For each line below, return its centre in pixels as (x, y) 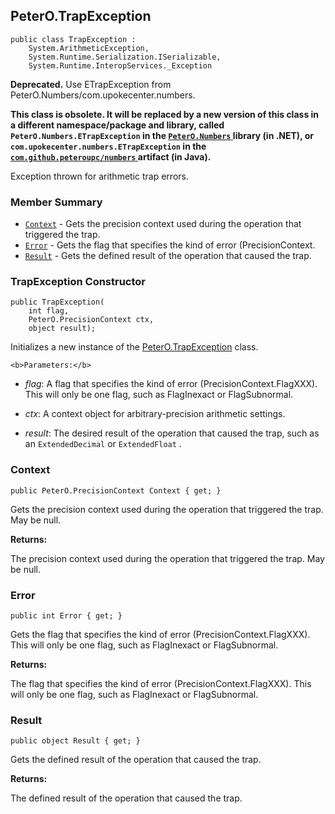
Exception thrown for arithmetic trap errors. (99, 176)
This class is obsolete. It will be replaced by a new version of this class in (165, 114)
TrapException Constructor (78, 282)
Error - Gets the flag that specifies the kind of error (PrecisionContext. (170, 245)
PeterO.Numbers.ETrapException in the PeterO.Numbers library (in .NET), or (162, 135)
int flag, (49, 311)
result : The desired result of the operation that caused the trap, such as (172, 433)
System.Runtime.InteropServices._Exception (120, 65)
